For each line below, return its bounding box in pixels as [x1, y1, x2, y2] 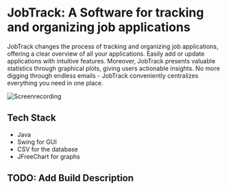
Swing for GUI [16, 138, 57, 146]
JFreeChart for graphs [16, 152, 80, 160]
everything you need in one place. [7, 78, 104, 87]
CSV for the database [16, 145, 78, 153]
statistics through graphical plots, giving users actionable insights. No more [7, 64, 221, 72]
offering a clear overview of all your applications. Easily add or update [7, 50, 205, 58]
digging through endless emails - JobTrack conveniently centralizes [7, 71, 199, 80]
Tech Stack [7, 112, 56, 124]
